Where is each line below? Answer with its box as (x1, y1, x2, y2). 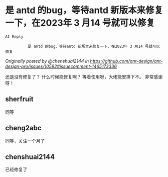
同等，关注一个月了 (5, 138, 45, 144)
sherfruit (5, 95, 34, 104)
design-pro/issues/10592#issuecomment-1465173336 (5, 63, 117, 69)
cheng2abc (5, 124, 42, 132)
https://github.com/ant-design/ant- (90, 58, 163, 64)
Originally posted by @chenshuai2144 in (5, 58, 89, 64)
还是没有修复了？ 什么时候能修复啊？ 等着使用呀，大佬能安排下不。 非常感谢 (5, 73, 163, 79)
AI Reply (5, 34, 24, 39)
